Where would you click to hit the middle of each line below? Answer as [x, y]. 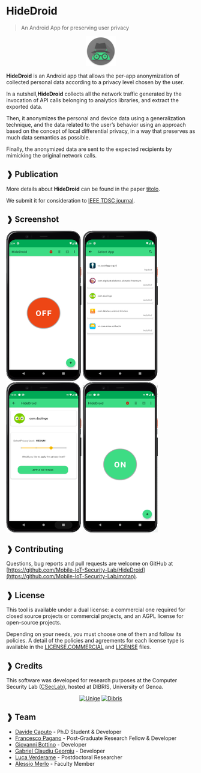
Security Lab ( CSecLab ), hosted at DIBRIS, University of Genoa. [85, 687]
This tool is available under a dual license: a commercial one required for [96, 610]
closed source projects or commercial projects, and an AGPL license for [95, 616]
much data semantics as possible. [48, 137]
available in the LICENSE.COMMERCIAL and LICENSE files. [79, 647]
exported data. [25, 106]
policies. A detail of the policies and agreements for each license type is [95, 641]
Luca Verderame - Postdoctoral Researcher [69, 757]
